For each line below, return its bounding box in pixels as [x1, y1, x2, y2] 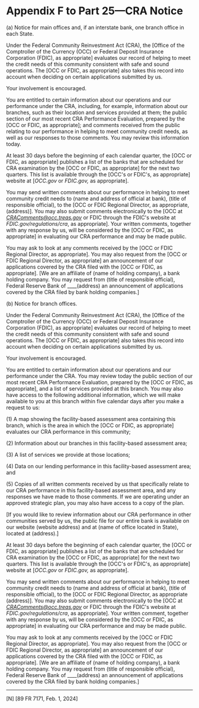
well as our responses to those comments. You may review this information [6, 134, 190, 141]
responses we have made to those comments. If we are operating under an [6, 493, 190, 500]
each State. [6, 30, 34, 37]
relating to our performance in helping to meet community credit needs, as [6, 128, 188, 135]
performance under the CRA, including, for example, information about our [6, 102, 188, 109]
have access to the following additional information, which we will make [6, 391, 181, 399]
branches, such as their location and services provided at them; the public [6, 109, 188, 116]
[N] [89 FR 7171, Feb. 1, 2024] [6, 695, 78, 702]
